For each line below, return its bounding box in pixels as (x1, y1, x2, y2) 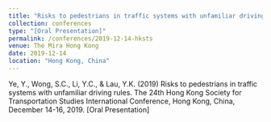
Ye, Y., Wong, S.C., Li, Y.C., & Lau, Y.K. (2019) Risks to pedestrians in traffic (8, 78, 258, 89)
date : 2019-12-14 (8, 49, 67, 57)
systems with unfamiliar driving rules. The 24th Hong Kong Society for (8, 87, 242, 97)
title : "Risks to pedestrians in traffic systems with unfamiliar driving (8, 11, 265, 20)
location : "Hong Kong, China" (8, 57, 110, 65)
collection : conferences (8, 19, 92, 27)
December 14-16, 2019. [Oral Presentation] (8, 104, 150, 114)
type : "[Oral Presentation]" (8, 27, 106, 35)
